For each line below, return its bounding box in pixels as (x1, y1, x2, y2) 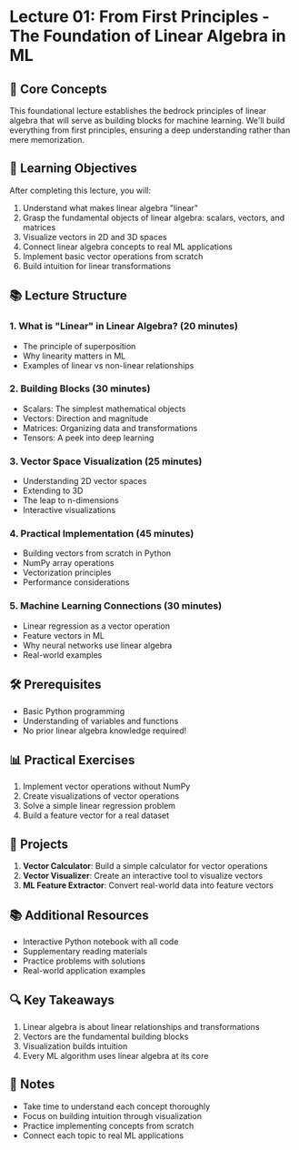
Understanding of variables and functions (22, 715, 179, 726)
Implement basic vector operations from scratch (22, 250, 204, 261)
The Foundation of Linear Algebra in (9, 25, 286, 46)
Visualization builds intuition (22, 1040, 128, 1052)
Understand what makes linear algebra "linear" (22, 202, 198, 213)
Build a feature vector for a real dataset (22, 810, 170, 821)
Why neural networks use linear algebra (22, 640, 173, 651)
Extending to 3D (22, 485, 84, 497)
